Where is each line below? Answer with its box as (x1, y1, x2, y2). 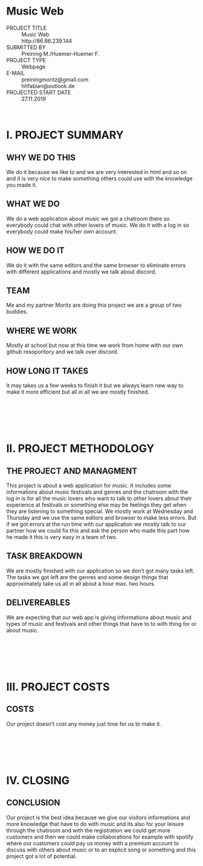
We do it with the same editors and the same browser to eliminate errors (6, 261, 186, 269)
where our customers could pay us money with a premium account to (6, 839, 179, 847)
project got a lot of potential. (6, 852, 77, 859)
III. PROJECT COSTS (6, 680, 110, 694)
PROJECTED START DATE (6, 89, 71, 96)
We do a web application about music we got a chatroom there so (6, 215, 170, 222)
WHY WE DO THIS (6, 152, 76, 163)
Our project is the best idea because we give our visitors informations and (6, 814, 190, 821)
